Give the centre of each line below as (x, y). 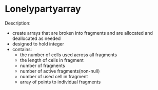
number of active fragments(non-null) (60, 71)
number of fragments (42, 65)
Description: (18, 23)
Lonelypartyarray (43, 9)
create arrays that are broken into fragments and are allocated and (83, 33)
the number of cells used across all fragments (68, 55)
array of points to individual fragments (60, 82)
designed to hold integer (38, 43)
